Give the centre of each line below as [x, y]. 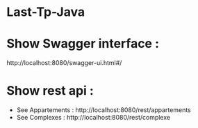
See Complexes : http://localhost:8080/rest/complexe [93, 118]
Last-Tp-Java [46, 12]
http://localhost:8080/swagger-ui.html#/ [64, 63]
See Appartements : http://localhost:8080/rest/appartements [104, 110]
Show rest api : [50, 91]
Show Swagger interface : [83, 44]
